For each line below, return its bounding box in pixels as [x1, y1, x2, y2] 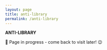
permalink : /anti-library [5, 16, 58, 21]
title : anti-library [5, 12, 48, 17]
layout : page [5, 7, 32, 12]
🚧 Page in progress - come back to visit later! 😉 [5, 39, 103, 45]
